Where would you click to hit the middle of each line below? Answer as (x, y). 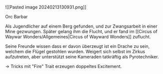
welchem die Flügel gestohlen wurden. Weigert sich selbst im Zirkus (75, 52)
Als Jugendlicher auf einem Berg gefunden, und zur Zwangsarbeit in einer (81, 26)
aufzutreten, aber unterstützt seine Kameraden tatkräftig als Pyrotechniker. (82, 57)
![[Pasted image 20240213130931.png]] (46, 7)
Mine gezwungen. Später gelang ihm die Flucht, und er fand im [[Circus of (81, 31)
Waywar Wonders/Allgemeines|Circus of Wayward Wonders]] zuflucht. (78, 37)
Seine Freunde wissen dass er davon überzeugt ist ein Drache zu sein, (78, 46)
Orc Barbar (17, 17)
